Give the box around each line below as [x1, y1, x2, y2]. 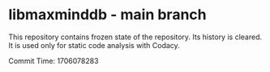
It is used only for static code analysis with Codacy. [8, 40, 180, 50]
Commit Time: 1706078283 [8, 56, 99, 66]
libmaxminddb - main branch [8, 6, 207, 24]
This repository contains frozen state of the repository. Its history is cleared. [8, 32, 262, 42]
